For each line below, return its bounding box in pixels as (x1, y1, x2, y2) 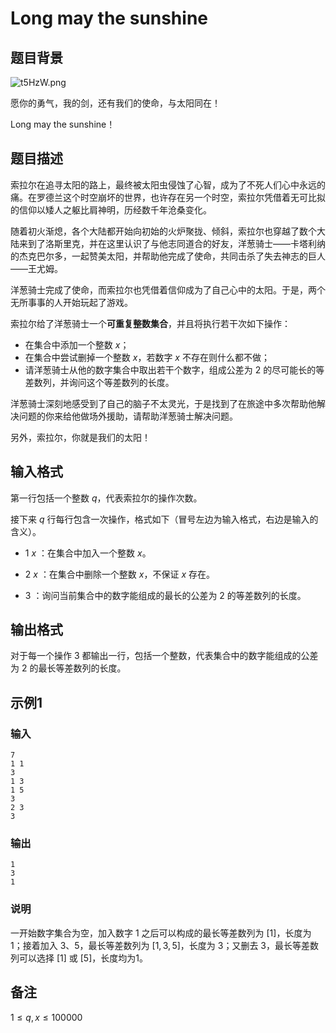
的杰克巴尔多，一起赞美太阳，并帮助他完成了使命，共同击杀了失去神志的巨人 (10, 250, 326, 262)
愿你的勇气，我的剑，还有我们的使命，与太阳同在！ (10, 97, 221, 109)
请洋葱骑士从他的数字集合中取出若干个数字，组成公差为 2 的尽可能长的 (24, 363, 317, 376)
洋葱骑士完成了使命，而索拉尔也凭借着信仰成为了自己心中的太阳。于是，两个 (10, 283, 326, 296)
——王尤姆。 (10, 262, 63, 274)
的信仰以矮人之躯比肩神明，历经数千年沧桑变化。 (10, 203, 212, 216)
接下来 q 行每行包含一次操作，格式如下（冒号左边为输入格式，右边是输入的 (10, 513, 319, 525)
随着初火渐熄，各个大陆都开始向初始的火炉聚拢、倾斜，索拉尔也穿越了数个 (10, 225, 317, 237)
